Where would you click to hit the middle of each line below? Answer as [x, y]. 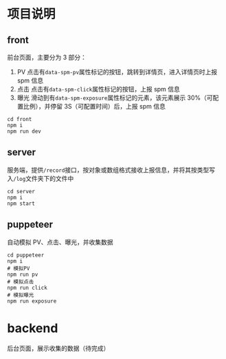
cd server [21, 191]
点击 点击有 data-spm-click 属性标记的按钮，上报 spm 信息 [99, 89]
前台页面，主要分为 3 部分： [47, 57]
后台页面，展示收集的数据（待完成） [58, 348]
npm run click [27, 287]
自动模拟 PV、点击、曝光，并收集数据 [60, 242]
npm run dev [24, 131]
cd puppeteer [26, 255]
